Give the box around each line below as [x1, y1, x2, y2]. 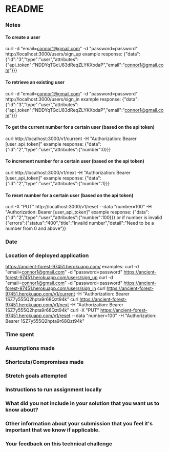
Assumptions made [5, 345, 55, 352]
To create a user [5, 34, 41, 40]
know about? [5, 406, 38, 413]
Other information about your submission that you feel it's [5, 420, 153, 427]
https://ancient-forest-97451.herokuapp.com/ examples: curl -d [5, 264, 139, 270]
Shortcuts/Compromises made [5, 359, 84, 366]
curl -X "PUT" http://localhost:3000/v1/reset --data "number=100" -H [5, 204, 152, 210]
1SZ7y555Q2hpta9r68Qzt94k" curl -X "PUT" [5, 307, 99, 313]
